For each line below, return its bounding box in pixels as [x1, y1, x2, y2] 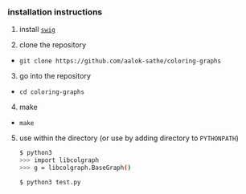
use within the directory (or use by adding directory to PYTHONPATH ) [18, 133, 239, 143]
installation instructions [7, 6, 103, 18]
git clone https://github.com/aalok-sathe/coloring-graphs [18, 57, 222, 66]
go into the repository [18, 71, 92, 81]
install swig [18, 25, 55, 34]
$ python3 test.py [18, 178, 81, 186]
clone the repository [18, 40, 87, 50]
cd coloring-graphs [18, 88, 85, 96]
